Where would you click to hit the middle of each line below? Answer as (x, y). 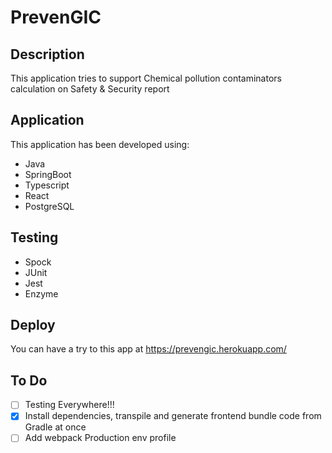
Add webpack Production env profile (100, 438)
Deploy (33, 325)
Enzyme (41, 293)
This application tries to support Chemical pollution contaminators (146, 78)
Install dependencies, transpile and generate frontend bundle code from (173, 416)
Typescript (47, 185)
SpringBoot (48, 174)
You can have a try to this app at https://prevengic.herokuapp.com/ (148, 349)
